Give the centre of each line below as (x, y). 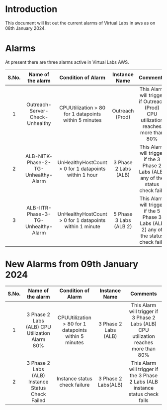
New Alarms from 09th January (72, 264)
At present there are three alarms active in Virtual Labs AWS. (67, 62)
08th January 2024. (26, 28)
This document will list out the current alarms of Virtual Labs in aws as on (80, 23)
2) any (149, 229)
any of (147, 178)
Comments (144, 294)
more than (143, 348)
